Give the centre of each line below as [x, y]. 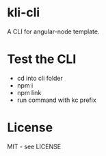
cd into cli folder [40, 78]
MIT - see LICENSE [34, 146]
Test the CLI [42, 59]
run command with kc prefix [57, 100]
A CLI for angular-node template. [53, 31]
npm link [29, 92]
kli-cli [24, 13]
